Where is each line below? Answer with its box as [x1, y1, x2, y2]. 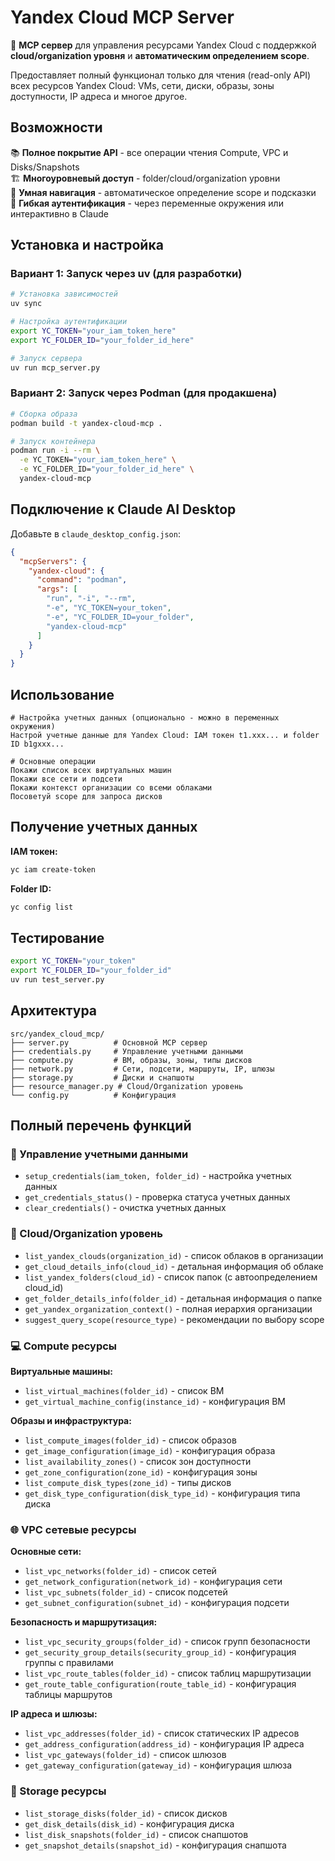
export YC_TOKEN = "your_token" [10, 956, 137, 966]
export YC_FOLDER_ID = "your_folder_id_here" [10, 335, 195, 345]
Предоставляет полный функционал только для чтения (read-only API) [10, 69, 312, 81]
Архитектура [10, 1002, 98, 1020]
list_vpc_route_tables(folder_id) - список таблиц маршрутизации [24, 1667, 312, 1680]
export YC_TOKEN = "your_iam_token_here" [10, 326, 177, 336]
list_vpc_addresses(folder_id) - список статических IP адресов [24, 1727, 300, 1740]
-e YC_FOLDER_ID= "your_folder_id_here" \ [19, 464, 195, 475]
